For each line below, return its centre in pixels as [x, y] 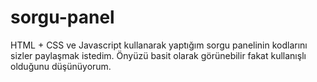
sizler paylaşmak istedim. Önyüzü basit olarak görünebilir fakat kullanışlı [158, 55]
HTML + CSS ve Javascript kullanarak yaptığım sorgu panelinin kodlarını [159, 45]
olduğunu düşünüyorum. [61, 66]
